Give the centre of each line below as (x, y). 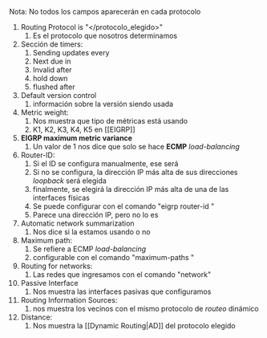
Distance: (36, 317)
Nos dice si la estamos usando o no (91, 232)
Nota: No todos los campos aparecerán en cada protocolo (105, 12)
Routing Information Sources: (69, 300)
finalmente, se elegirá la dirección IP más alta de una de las (131, 189)
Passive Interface (49, 283)
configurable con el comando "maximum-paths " (113, 257)
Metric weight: (44, 112)
